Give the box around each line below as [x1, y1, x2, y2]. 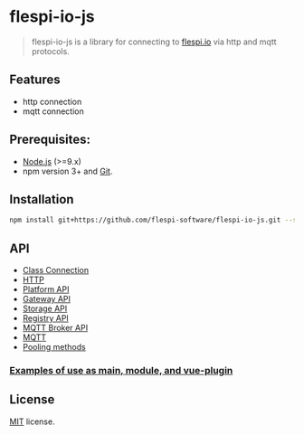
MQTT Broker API [22, 323, 89, 334]
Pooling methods [22, 342, 86, 353]
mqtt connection [22, 106, 84, 117]
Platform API [22, 284, 70, 295]
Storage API [22, 303, 68, 314]
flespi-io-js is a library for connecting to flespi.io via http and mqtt [31, 36, 278, 47]
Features [9, 72, 61, 88]
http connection [22, 96, 82, 107]
